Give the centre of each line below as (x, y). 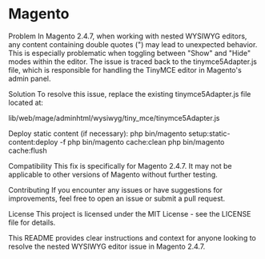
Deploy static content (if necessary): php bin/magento (97, 133)
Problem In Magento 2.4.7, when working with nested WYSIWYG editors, (128, 36)
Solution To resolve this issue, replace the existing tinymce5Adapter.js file (130, 94)
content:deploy (33, 141)
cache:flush (28, 150)
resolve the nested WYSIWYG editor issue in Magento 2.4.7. (107, 246)
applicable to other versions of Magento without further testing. (113, 174)
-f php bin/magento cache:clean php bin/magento (142, 141)
